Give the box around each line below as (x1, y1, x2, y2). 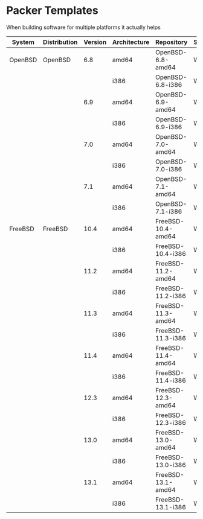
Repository (155, 37, 188, 46)
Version (83, 37, 107, 46)
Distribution (43, 37, 78, 46)
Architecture (112, 37, 150, 46)
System (11, 37, 34, 46)
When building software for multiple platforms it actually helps (6, 24, 161, 31)
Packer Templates (6, 4, 98, 18)
